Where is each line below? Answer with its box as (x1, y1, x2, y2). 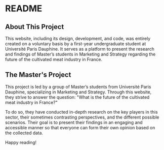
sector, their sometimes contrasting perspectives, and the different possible (5, 114, 160, 120)
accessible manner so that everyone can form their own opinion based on (5, 124, 156, 130)
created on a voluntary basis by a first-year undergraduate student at (5, 41, 146, 47)
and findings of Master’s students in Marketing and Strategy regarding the (5, 51, 156, 57)
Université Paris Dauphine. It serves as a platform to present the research (5, 46, 155, 52)
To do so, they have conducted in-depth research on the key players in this (5, 109, 158, 115)
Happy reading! (5, 139, 37, 145)
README (5, 3, 42, 14)
